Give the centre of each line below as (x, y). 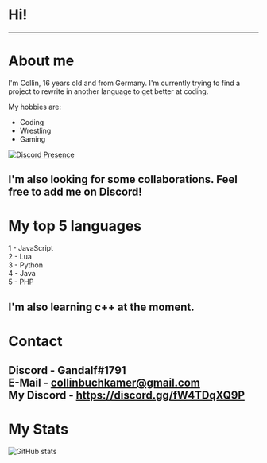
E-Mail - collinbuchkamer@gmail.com (104, 383)
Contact (35, 341)
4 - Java (22, 274)
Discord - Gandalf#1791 (67, 370)
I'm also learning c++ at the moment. (101, 307)
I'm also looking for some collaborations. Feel (123, 179)
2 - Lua (20, 257)
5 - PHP (21, 282)
